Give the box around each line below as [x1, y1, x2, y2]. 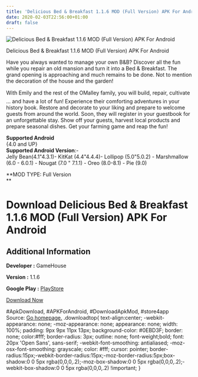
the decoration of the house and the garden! [6, 77, 114, 84]
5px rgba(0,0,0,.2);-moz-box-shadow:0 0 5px [36, 358, 147, 365]
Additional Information [6, 246, 91, 256]
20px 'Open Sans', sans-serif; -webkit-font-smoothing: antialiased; [6, 339, 169, 346]
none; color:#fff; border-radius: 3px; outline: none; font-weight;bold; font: [6, 333, 184, 340]
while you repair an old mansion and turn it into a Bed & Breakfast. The [6, 65, 177, 72]
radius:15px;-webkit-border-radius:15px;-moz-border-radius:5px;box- [6, 352, 176, 359]
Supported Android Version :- [6, 147, 79, 154]
